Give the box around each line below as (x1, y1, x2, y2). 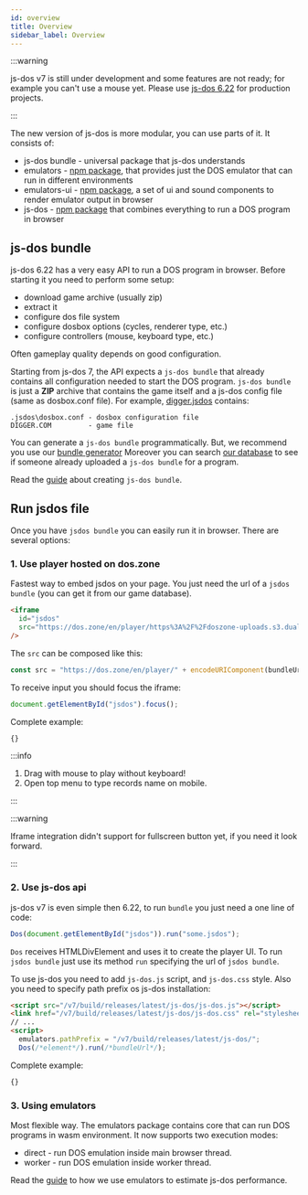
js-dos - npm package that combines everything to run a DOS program (23, 204, 291, 215)
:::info (10, 751, 32, 762)
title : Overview (10, 22, 72, 31)
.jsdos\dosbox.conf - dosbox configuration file (10, 413, 199, 422)
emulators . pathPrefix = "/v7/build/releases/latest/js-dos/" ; (18, 1035, 260, 1044)
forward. (10, 840, 43, 851)
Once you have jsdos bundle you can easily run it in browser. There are (10, 525, 280, 536)
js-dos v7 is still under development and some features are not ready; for (10, 73, 285, 84)
